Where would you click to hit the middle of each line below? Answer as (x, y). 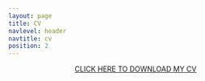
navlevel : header (38, 31)
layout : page (30, 16)
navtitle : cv (30, 38)
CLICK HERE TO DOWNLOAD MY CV (136, 69)
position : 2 (28, 46)
